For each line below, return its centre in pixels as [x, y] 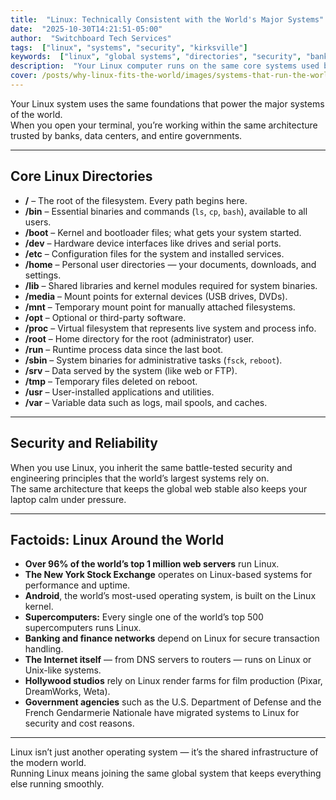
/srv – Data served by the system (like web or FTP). [131, 370]
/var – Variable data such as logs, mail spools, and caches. [146, 402]
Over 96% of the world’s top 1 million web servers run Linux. [152, 564]
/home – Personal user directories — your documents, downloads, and [170, 264]
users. [38, 222]
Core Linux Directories [81, 176]
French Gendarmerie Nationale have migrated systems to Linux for [162, 713]
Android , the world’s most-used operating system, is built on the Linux [170, 596]
